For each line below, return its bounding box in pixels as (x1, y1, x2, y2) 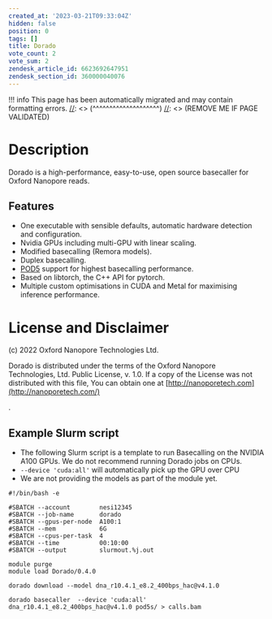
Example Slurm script (8, 426, 119, 439)
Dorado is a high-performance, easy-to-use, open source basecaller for (8, 167, 249, 177)
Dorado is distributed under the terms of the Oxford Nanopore (8, 361, 217, 370)
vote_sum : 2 (8, 58, 49, 66)
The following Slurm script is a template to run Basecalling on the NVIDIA (19, 448, 265, 457)
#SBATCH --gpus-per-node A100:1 (8, 517, 122, 526)
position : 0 (8, 27, 49, 35)
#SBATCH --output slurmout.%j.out (8, 546, 154, 555)
